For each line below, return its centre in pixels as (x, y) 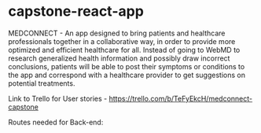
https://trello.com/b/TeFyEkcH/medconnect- (181, 98)
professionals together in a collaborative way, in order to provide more (122, 41)
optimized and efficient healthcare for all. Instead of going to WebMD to (124, 50)
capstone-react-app (76, 11)
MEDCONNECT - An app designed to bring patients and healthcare (117, 33)
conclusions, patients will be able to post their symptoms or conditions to (127, 66)
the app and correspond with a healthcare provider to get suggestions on (127, 75)
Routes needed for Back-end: (56, 122)
